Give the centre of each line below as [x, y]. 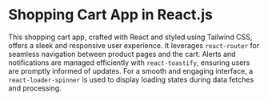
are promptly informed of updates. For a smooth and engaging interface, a [131, 71]
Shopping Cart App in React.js [111, 15]
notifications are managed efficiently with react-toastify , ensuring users [129, 63]
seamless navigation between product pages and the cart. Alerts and [122, 54]
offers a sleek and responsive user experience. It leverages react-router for [134, 45]
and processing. [35, 88]
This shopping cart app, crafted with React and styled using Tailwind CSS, [130, 37]
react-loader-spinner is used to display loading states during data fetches [131, 79]
